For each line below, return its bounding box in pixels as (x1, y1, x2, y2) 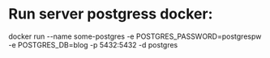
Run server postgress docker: (8, 5, 213, 23)
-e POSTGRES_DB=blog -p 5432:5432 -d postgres (8, 39, 178, 49)
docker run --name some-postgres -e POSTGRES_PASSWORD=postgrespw (8, 31, 262, 41)
